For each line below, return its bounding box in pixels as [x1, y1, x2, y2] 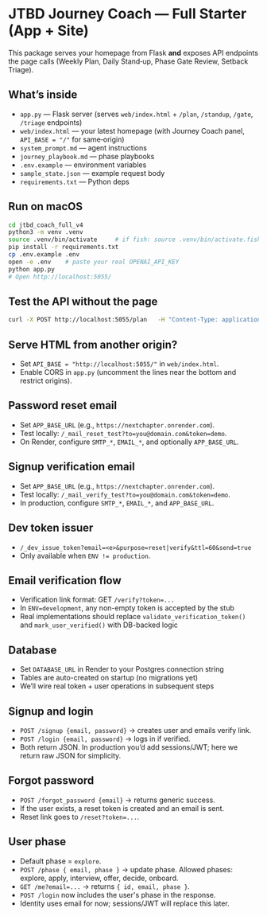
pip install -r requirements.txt [8, 244, 119, 251]
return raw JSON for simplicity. [19, 750, 122, 760]
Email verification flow [8, 574, 122, 587]
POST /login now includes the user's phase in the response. [19, 890, 216, 899]
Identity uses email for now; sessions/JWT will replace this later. [19, 898, 230, 908]
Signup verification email [8, 460, 135, 474]
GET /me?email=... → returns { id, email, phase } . [19, 881, 191, 891]
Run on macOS [8, 200, 83, 213]
